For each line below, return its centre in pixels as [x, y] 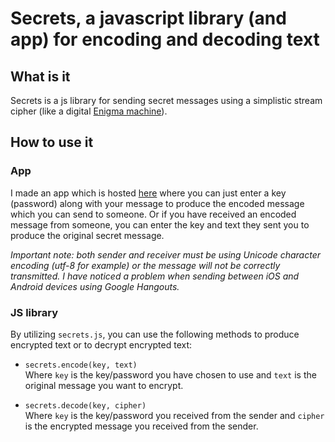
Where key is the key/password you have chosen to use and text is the [170, 374]
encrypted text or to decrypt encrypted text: [101, 344]
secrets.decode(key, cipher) [85, 405]
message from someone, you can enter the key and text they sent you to [160, 224]
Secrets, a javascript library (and [148, 18]
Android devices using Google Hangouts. [95, 286]
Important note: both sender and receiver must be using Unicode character [166, 254]
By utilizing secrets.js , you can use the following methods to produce [155, 334]
